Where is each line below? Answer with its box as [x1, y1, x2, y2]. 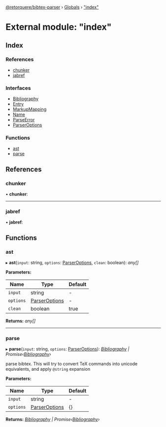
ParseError [12, 117, 35, 123]
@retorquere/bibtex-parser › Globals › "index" [5, 4, 99, 10]
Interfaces [5, 84, 31, 91]
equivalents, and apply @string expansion [5, 366, 91, 372]
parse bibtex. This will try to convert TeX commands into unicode [5, 361, 137, 367]
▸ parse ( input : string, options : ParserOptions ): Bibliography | [5, 346, 130, 352]
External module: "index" [5, 22, 112, 33]
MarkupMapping [12, 106, 47, 113]
